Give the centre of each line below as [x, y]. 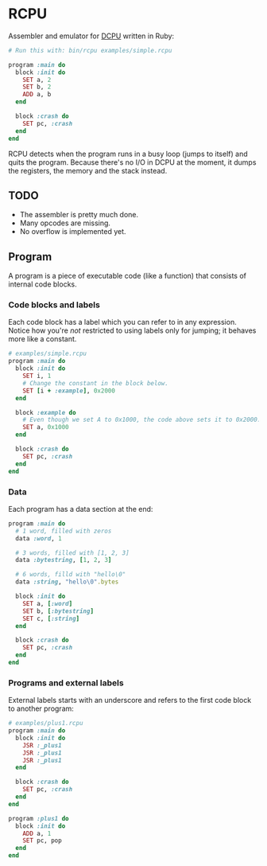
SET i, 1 [37, 376]
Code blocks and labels [54, 305]
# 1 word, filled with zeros [64, 531]
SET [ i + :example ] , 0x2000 [69, 391]
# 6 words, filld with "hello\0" [71, 575]
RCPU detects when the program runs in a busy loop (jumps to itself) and [128, 154]
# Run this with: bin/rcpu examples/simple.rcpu [90, 50]
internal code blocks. [43, 284]
